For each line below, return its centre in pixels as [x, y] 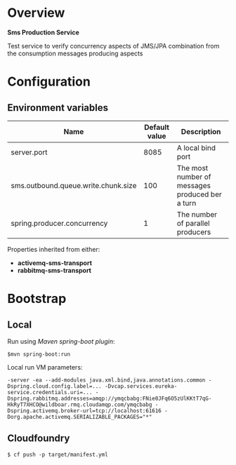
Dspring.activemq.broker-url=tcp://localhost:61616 [84, 411]
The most [192, 168]
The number [197, 214]
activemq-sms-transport [55, 263]
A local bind [196, 147]
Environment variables [58, 108]
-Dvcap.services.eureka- [141, 386]
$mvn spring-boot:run [39, 354]
